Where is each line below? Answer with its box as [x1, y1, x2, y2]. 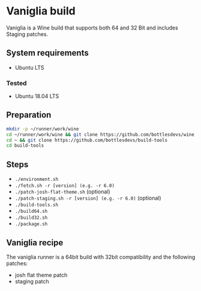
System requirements [6, 48, 89, 58]
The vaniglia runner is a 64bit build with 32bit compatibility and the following [6, 253, 196, 260]
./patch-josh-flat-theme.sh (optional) [14, 188, 110, 195]
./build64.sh [14, 209, 48, 215]
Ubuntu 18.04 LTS [14, 93, 59, 100]
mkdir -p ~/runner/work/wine [6, 126, 79, 132]
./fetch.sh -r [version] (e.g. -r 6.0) [14, 183, 115, 189]
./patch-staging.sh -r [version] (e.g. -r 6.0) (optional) [14, 194, 161, 202]
